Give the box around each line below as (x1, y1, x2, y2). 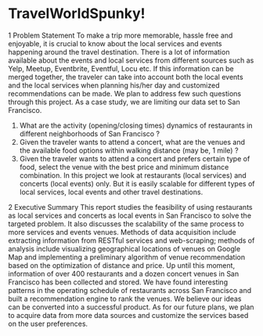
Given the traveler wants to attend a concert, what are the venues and (19, 137, 245, 146)
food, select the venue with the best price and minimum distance (19, 162, 229, 172)
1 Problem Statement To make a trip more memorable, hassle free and (8, 31, 233, 40)
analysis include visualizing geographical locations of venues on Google (8, 244, 241, 253)
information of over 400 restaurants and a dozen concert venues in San (8, 269, 240, 278)
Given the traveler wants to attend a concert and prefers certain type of (19, 154, 250, 163)
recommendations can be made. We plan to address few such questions (8, 89, 241, 98)
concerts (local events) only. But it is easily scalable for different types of (19, 179, 255, 188)
